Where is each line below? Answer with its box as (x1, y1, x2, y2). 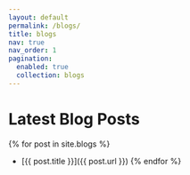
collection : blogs (16, 71, 86, 80)
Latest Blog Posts (8, 108, 140, 129)
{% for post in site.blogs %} (8, 139, 111, 149)
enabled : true (16, 63, 69, 72)
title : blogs (8, 29, 57, 38)
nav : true (8, 37, 45, 47)
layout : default (8, 12, 69, 22)
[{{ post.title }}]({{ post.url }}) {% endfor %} (21, 155, 182, 166)
